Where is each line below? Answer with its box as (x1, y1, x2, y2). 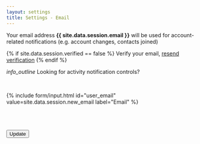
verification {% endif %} (6, 56, 67, 63)
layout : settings (6, 9, 51, 15)
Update (9, 131, 26, 137)
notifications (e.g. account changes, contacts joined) (25, 38, 158, 45)
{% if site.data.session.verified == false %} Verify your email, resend (6, 49, 179, 57)
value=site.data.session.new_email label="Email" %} (6, 98, 139, 106)
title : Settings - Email (6, 15, 70, 21)
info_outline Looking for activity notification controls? (6, 68, 140, 75)
